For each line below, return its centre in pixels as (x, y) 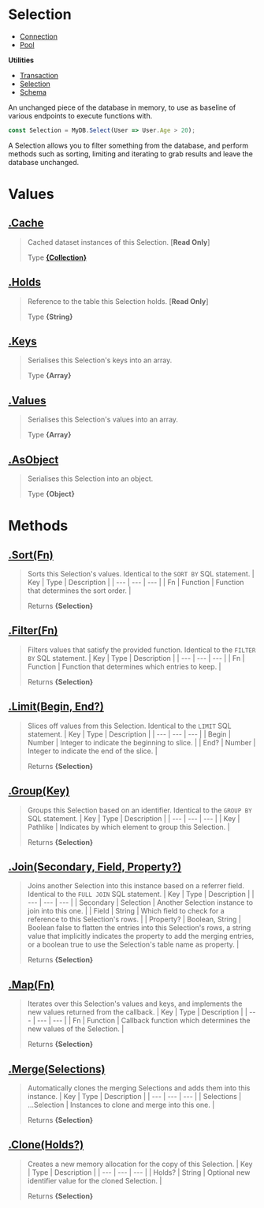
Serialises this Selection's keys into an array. (100, 360)
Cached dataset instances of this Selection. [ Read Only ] (119, 242)
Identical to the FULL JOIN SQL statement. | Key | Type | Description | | (141, 895)
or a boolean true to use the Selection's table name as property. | (133, 944)
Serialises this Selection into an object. (90, 478)
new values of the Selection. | (76, 1029)
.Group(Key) (39, 791)
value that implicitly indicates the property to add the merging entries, (141, 936)
